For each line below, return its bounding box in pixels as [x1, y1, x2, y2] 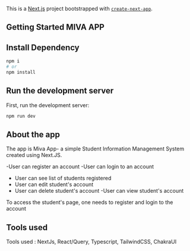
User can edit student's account [14, 181, 94, 188]
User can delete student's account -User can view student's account [14, 187, 184, 194]
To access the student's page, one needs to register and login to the [6, 199, 173, 206]
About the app [6, 129, 61, 139]
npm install [6, 69, 36, 75]
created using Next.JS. [6, 152, 62, 159]
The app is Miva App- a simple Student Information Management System [6, 145, 185, 152]
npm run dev [6, 113, 36, 119]
